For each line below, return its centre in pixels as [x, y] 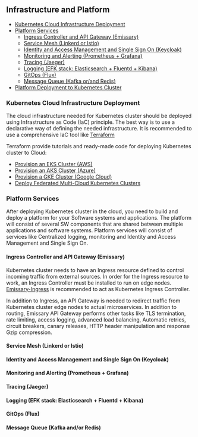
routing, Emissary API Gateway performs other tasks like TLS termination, [96, 313]
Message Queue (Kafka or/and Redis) [70, 81]
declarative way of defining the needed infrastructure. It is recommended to [99, 129]
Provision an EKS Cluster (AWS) [54, 164]
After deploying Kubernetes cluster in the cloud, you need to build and [92, 211]
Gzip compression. [29, 332]
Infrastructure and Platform [58, 10]
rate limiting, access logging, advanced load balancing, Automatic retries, [96, 319]
